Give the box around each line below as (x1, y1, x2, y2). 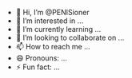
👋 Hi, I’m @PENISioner (15, 8, 90, 17)
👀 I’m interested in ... (15, 16, 84, 25)
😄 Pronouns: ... (15, 53, 68, 63)
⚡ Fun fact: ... (15, 62, 60, 72)
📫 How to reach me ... (15, 42, 90, 51)
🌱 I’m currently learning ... (15, 25, 102, 33)
